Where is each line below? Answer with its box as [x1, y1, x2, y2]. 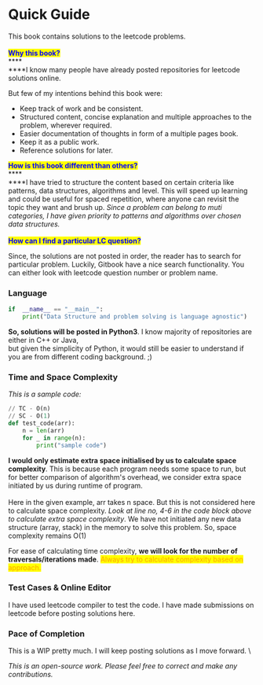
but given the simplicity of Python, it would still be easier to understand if [8, 344, 245, 353]
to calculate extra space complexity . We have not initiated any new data [8, 514, 242, 524]
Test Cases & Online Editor [8, 582, 111, 593]
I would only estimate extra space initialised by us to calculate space [8, 455, 237, 465]
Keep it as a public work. [19, 137, 100, 146]
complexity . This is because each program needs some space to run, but [8, 464, 247, 473]
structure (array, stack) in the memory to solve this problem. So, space [8, 522, 237, 532]
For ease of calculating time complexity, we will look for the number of [8, 546, 238, 555]
